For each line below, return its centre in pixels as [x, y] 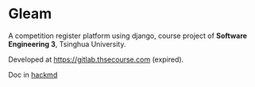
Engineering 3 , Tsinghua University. [67, 43]
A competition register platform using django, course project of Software [128, 36]
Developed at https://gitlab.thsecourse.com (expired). [96, 59]
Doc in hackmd [33, 74]
